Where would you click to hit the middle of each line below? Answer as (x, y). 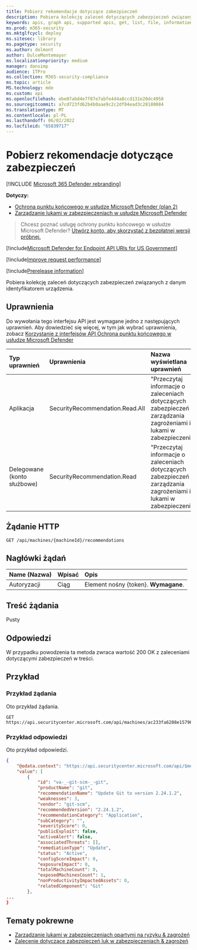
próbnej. (30, 237)
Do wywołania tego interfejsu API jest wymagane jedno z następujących (93, 321)
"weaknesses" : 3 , (59, 799)
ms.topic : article (28, 83)
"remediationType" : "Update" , (74, 848)
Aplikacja (22, 408)
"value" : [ (30, 772)
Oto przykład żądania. (33, 706)
